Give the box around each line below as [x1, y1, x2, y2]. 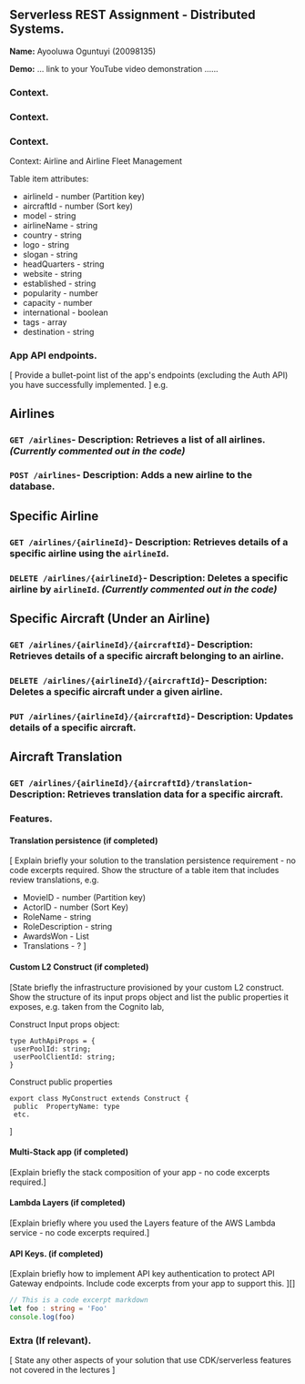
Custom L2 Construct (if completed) [9, 961, 149, 972]
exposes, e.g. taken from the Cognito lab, [9, 1001, 165, 1012]
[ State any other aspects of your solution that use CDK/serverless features [9, 1355, 291, 1366]
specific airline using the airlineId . [9, 546, 170, 559]
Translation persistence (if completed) [9, 835, 158, 846]
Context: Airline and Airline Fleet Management [9, 155, 182, 167]
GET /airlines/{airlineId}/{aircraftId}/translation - [9, 777, 253, 789]
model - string [22, 209, 76, 221]
